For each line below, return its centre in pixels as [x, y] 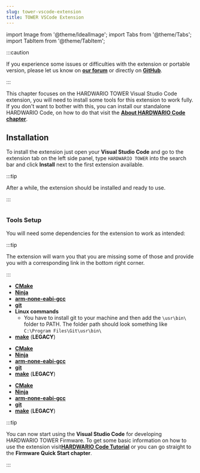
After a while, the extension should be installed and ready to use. [86, 188]
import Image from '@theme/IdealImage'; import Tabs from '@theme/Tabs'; [99, 34]
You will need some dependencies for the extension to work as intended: [96, 233]
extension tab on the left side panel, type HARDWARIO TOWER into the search [96, 158]
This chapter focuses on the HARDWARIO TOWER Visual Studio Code [92, 93]
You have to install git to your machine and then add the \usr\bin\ [105, 318]
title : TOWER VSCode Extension [45, 17]
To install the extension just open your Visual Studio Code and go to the [95, 152]
